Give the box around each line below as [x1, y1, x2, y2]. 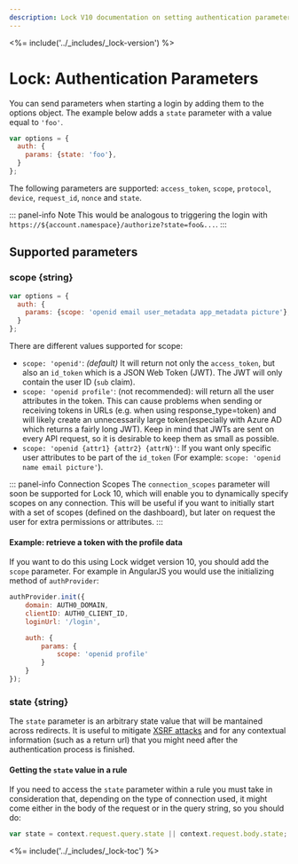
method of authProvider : [9, 575, 99, 586]
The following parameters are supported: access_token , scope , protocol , [9, 183, 272, 194]
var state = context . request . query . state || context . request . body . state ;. [9, 829, 292, 839]
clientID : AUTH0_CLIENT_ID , [25, 609, 129, 618]
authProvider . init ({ [9, 592, 86, 602]
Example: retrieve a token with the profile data [9, 536, 184, 547]
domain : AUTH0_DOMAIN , [25, 601, 109, 610]
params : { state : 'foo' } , [25, 150, 117, 160]
